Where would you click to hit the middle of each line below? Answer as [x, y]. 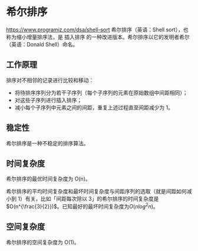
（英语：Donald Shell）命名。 [42, 44]
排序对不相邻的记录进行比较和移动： [50, 80]
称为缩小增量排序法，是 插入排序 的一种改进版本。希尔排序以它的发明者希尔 [98, 37]
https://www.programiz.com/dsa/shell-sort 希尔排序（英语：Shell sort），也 [97, 30]
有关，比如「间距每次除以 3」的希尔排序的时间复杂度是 [92, 199]
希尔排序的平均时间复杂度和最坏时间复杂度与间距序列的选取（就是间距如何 [96, 191]
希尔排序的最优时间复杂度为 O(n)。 [49, 179]
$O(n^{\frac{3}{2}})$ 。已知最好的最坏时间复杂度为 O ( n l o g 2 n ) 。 [82, 206]
